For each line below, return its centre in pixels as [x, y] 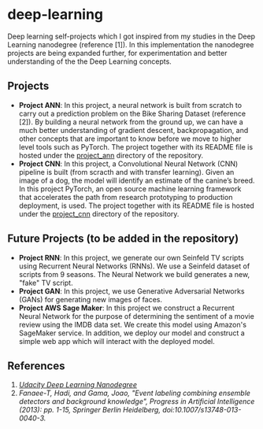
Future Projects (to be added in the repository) [123, 239]
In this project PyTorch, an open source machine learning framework [130, 189]
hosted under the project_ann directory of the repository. [111, 155]
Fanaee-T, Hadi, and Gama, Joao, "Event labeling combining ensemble [135, 393]
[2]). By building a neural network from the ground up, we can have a [131, 122]
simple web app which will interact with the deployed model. [117, 341]
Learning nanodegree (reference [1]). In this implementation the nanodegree [131, 44]
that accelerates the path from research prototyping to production [126, 197]
